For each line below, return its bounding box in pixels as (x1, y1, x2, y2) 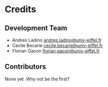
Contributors (5, 62, 46, 71)
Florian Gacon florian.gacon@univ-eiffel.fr (12, 48, 100, 54)
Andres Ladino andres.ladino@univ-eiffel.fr (12, 37, 102, 43)
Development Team (5, 24, 68, 32)
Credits (5, 4, 36, 15)
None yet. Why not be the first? (5, 76, 70, 82)
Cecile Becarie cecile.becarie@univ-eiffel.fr (12, 42, 103, 49)
